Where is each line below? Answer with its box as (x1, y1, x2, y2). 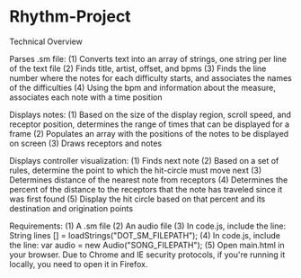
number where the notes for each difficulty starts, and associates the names (9, 72, 292, 83)
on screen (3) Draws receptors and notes (9, 138, 163, 148)
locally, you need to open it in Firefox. (9, 258, 148, 269)
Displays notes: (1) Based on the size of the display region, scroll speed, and (9, 109, 292, 120)
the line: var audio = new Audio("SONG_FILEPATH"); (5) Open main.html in (9, 239, 285, 250)
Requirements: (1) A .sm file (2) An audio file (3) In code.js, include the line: (9, 220, 286, 231)
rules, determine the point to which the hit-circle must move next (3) (9, 165, 262, 175)
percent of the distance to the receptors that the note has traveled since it (9, 184, 283, 194)
